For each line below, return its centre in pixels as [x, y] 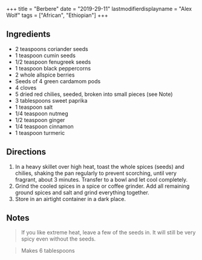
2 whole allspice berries [45, 75]
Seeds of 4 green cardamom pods [58, 81]
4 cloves [26, 87]
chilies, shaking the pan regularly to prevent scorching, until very [96, 173]
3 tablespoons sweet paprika [51, 100]
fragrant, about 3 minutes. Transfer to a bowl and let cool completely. [101, 179]
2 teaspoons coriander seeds [52, 49]
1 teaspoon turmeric [40, 132]
